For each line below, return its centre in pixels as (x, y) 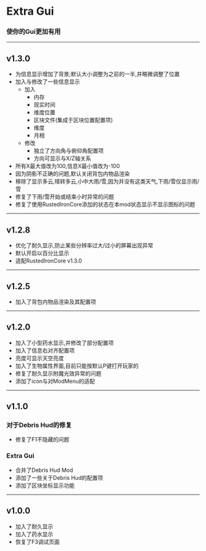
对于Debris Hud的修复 (39, 425)
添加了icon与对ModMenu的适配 (55, 381)
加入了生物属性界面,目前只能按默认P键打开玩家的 (77, 366)
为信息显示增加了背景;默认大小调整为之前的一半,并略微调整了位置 (97, 74)
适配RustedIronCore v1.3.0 (48, 261)
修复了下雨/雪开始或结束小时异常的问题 (65, 197)
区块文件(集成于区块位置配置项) (73, 120)
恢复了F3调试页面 (37, 542)
